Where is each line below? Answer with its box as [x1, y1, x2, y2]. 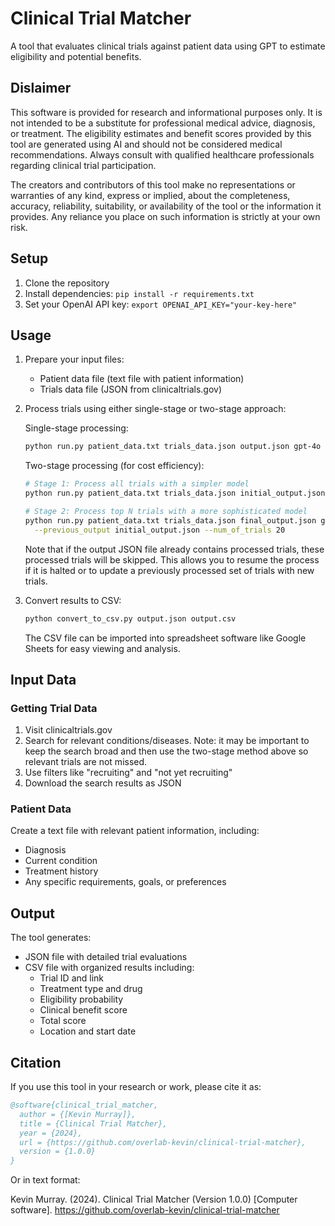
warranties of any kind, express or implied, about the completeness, [10, 189, 291, 201]
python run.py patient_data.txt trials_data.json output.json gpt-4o [24, 442, 322, 452]
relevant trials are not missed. [24, 756, 148, 768]
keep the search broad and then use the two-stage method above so [24, 745, 309, 757]
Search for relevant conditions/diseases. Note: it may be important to [24, 735, 310, 747]
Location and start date [39, 1025, 137, 1037]
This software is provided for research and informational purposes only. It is [10, 106, 323, 118]
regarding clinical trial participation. [10, 159, 157, 171]
